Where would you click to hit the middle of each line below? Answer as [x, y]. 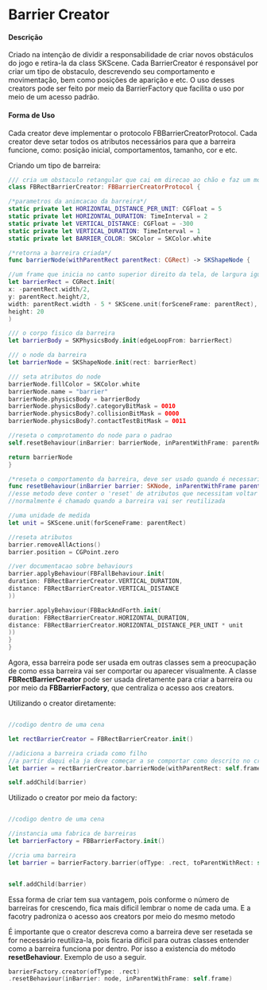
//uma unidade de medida [49, 516]
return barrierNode [41, 457]
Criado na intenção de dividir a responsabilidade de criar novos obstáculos [131, 55]
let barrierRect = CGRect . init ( [62, 282]
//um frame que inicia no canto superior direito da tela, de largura [128, 275]
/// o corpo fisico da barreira [62, 333]
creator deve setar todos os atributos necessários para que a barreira [122, 142]
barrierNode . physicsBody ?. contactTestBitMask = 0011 [97, 421]
